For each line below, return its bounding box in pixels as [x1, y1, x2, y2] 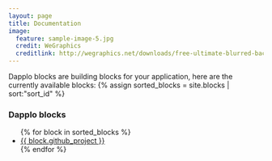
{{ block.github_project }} [19, 136, 105, 146]
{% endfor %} [19, 145, 67, 155]
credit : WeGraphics [15, 42, 82, 50]
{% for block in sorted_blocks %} [19, 127, 131, 138]
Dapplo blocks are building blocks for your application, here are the [8, 72, 233, 81]
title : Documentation [8, 19, 82, 28]
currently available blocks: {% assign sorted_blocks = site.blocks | [8, 80, 230, 90]
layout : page [8, 11, 53, 20]
